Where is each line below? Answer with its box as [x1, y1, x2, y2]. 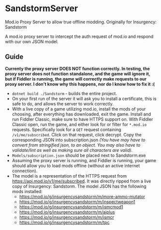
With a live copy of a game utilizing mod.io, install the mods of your [12, 106, 146, 112]
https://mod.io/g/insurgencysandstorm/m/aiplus [19, 209, 115, 215]
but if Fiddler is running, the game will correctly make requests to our [5, 76, 146, 82]
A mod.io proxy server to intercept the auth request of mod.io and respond [5, 33, 154, 39]
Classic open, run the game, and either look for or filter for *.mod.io [12, 121, 147, 127]
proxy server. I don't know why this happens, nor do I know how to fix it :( [5, 81, 155, 87]
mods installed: [12, 188, 43, 194]
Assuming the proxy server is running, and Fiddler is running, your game [12, 157, 156, 163]
